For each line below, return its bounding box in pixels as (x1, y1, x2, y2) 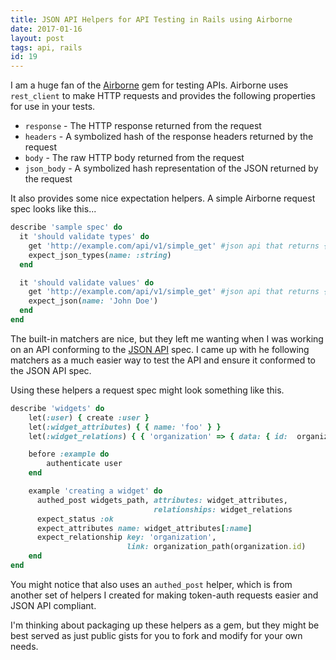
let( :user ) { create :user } (28, 412, 150, 423)
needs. (10, 640, 39, 652)
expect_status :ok (36, 514, 114, 524)
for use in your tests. (10, 101, 96, 113)
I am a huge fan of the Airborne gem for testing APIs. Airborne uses (10, 79, 289, 91)
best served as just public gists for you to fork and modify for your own (10, 629, 303, 641)
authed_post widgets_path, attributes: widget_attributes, (36, 495, 288, 505)
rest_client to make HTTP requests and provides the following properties (10, 90, 316, 102)
